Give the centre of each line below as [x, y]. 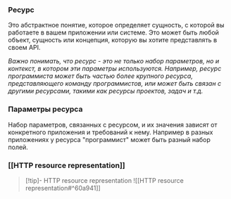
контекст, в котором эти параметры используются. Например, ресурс [115, 69]
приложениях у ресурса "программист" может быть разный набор [109, 139]
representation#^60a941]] [63, 188]
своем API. [24, 48]
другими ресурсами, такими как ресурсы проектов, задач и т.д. [106, 91]
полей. [18, 147]
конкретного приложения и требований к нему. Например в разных [111, 132]
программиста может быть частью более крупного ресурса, [100, 76]
